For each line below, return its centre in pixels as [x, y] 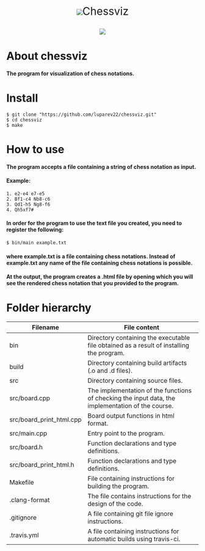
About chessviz [47, 56]
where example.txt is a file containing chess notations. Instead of [91, 256]
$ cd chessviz [24, 120]
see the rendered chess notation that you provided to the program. [92, 283]
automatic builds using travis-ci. [134, 539]
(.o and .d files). [110, 371]
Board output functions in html [131, 416]
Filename [45, 328]
